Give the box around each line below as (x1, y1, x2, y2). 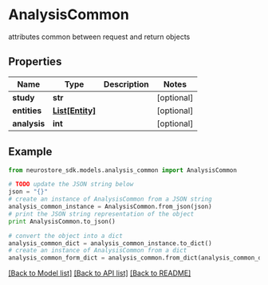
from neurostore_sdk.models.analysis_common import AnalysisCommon (8, 166, 238, 174)
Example (8, 145, 53, 158)
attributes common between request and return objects (8, 32, 191, 41)
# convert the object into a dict (8, 232, 124, 240)
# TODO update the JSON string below (8, 181, 134, 189)
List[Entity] (52, 105, 97, 116)
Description (103, 78, 149, 89)
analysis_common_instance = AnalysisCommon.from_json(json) (8, 203, 213, 211)
